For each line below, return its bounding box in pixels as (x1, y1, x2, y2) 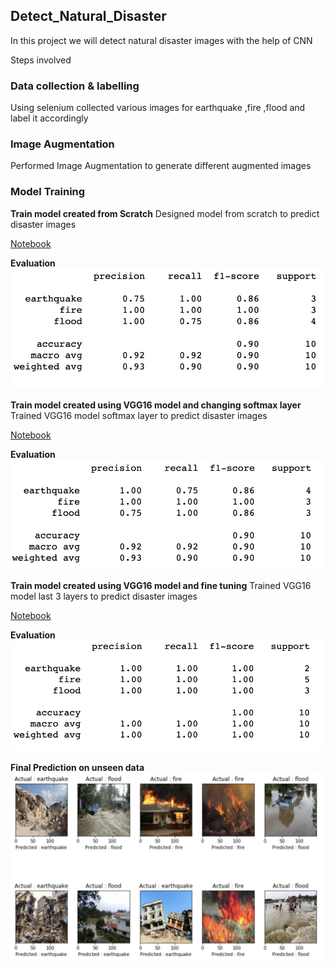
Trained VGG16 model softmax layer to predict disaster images (10, 410, 268, 422)
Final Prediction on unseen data (10, 762, 145, 774)
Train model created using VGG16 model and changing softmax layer (10, 399, 302, 411)
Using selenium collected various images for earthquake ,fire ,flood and (10, 102, 306, 114)
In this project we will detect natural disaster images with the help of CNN (10, 34, 313, 46)
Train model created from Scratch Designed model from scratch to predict (10, 207, 320, 219)
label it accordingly (10, 112, 89, 124)
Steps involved (10, 54, 72, 66)
